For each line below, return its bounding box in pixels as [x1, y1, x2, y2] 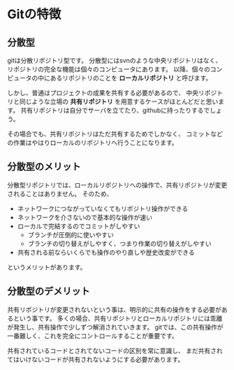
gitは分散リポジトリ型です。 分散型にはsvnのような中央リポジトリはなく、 [7, 57, 222, 64]
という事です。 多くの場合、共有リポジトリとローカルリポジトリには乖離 [13, 314, 223, 322]
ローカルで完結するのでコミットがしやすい [17, 222, 140, 230]
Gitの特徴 [7, 6, 61, 22]
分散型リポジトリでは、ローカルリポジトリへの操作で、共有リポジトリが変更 [7, 180, 228, 189]
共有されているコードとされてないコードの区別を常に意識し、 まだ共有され [7, 346, 224, 355]
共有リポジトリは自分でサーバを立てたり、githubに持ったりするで [20, 106, 210, 114]
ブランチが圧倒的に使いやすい [27, 230, 114, 239]
